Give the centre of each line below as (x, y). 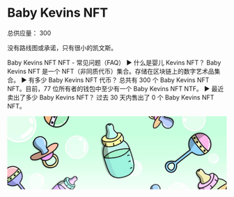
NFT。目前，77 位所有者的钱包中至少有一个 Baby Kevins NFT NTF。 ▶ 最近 (116, 88)
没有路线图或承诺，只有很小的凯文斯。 (62, 47)
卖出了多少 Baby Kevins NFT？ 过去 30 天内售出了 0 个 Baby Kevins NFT (111, 97)
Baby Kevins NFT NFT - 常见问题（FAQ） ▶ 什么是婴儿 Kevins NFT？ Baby (114, 62)
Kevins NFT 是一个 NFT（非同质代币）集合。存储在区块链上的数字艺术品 (111, 71)
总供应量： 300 (29, 33)
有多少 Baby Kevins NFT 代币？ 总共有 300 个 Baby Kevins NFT (119, 80)
